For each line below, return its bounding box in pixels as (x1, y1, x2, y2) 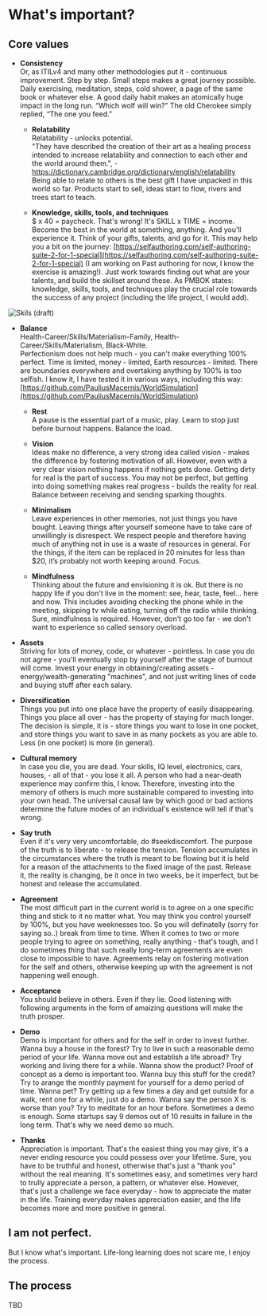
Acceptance (19, 986, 62, 996)
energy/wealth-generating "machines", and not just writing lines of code (19, 672, 257, 681)
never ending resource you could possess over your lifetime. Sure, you (19, 1153, 252, 1161)
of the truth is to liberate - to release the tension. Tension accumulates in (19, 845, 258, 854)
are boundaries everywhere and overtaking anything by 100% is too (19, 366, 242, 375)
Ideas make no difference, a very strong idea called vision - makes (31, 448, 250, 457)
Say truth (19, 828, 52, 838)
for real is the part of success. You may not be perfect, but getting (31, 473, 249, 482)
